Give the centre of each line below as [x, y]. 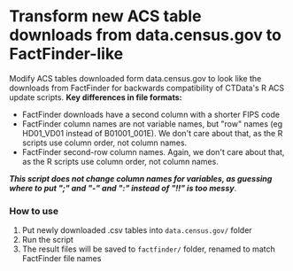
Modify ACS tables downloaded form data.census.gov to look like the [135, 78]
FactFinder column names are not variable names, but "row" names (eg [152, 124]
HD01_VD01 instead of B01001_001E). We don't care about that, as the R [152, 133]
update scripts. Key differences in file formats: [96, 97]
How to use [34, 211]
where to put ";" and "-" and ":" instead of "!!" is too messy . [123, 188]
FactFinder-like [66, 54]
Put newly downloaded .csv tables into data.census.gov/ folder [137, 230]
